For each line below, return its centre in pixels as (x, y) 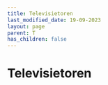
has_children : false (37, 39)
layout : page (26, 26)
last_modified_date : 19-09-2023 (54, 20)
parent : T (22, 33)
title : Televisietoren (40, 13)
